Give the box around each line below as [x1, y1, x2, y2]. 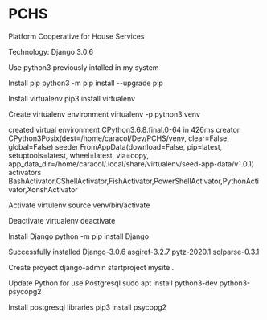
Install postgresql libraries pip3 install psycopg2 [8, 302, 167, 312]
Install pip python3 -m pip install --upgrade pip [8, 78, 163, 88]
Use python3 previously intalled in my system [8, 62, 159, 72]
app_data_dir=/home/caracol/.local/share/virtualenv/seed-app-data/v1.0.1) [8, 158, 255, 169]
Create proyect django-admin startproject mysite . [8, 262, 175, 272]
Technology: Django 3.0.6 [8, 47, 94, 56]
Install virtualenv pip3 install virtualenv [8, 93, 135, 103]
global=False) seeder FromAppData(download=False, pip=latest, [8, 142, 223, 151]
